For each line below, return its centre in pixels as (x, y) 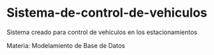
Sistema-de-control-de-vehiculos (107, 13)
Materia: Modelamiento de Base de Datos (66, 45)
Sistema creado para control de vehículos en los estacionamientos (102, 32)
